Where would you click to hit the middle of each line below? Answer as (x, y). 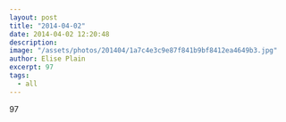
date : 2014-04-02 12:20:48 (59, 34)
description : (34, 42)
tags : (19, 76)
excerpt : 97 (31, 68)
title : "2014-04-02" (48, 26)
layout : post (34, 17)
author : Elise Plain (48, 59)
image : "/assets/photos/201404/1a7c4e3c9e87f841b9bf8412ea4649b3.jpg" (143, 51)
